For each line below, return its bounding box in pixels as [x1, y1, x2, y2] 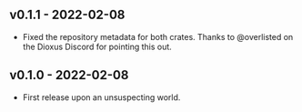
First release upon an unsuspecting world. [22, 91, 181, 103]
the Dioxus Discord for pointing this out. [22, 41, 173, 52]
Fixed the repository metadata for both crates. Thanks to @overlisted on [22, 31, 294, 42]
